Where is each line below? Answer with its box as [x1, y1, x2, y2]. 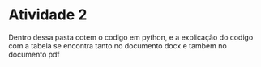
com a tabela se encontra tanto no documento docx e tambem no [8, 40, 227, 50]
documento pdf [8, 49, 61, 59]
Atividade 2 [8, 6, 88, 24]
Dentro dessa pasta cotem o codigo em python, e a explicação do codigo [8, 32, 254, 42]
